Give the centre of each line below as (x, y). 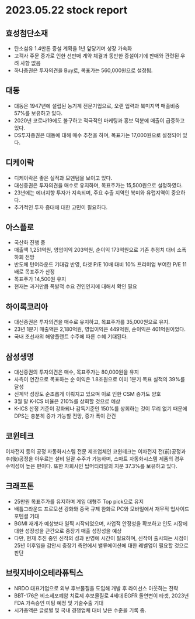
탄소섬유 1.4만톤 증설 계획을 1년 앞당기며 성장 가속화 (73, 48)
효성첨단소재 (27, 33)
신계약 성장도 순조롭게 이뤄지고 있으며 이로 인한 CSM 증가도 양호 (87, 394)
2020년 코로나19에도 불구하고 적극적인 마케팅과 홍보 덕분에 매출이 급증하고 (99, 120)
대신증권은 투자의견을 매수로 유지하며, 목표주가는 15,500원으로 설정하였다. (98, 185)
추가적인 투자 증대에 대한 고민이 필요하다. (61, 207)
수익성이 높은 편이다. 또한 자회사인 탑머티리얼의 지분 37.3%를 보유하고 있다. (91, 466)
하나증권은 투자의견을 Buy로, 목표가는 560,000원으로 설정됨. (83, 70)
